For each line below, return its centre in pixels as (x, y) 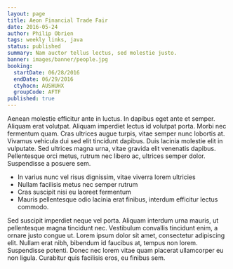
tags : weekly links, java (45, 40)
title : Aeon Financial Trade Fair (58, 20)
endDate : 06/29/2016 (44, 79)
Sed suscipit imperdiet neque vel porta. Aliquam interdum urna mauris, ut (113, 221)
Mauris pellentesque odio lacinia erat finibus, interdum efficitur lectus (118, 199)
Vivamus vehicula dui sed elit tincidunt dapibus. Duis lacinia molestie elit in (115, 141)
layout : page (26, 14)
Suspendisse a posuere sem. (49, 163)
